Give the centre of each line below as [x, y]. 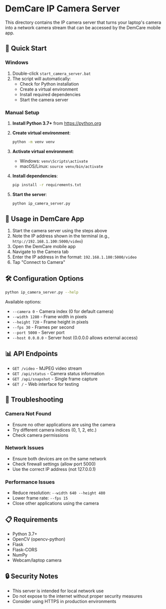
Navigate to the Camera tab [40, 252]
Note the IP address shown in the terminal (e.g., [61, 236]
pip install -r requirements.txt [47, 185]
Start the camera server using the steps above [60, 231]
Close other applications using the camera [55, 504]
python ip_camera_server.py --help [42, 293]
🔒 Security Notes [32, 577]
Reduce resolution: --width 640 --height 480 [59, 493]
